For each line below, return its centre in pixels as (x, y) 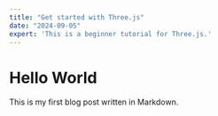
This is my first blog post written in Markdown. (94, 102)
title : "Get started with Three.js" (77, 17)
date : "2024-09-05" (45, 26)
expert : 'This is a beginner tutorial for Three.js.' (111, 34)
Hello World (53, 77)
